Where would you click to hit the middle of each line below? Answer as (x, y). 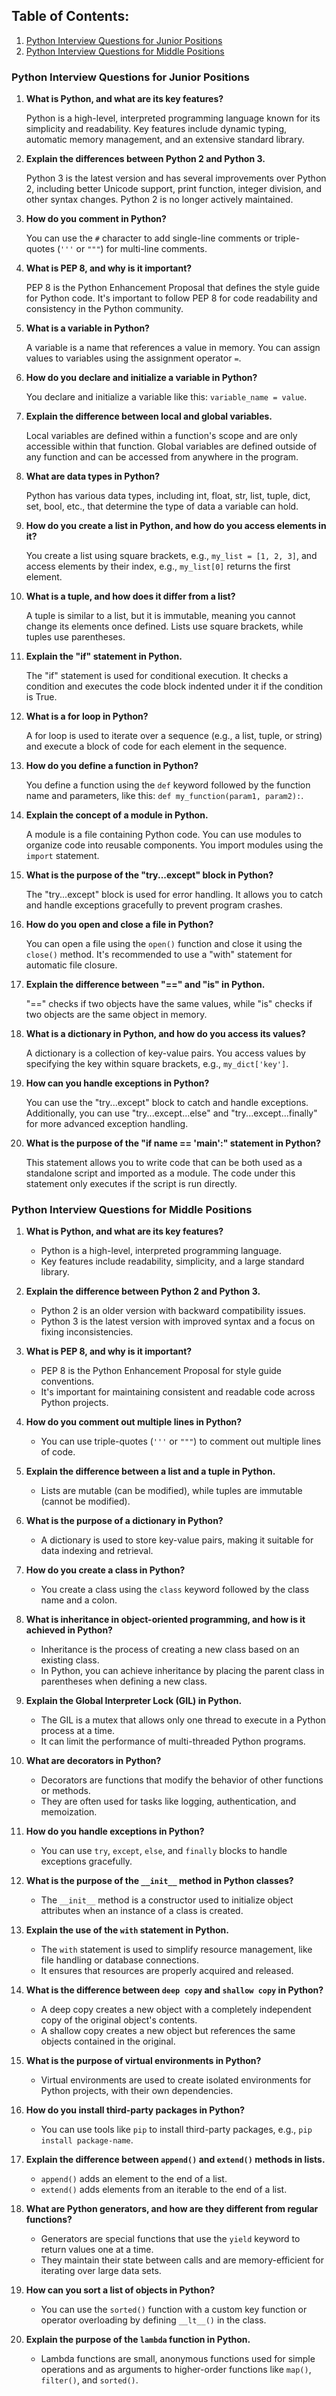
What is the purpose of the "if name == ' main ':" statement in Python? (173, 1143)
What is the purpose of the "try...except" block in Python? (149, 875)
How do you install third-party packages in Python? (135, 2110)
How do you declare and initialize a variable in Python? (141, 378)
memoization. (69, 1812)
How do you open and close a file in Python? (119, 925)
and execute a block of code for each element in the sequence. (156, 746)
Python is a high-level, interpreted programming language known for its (173, 118)
